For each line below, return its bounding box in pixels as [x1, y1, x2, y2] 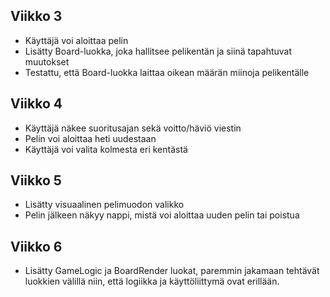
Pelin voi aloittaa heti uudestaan [24, 132, 157, 144]
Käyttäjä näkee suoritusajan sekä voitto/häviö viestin [24, 122, 242, 134]
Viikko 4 [10, 95, 63, 113]
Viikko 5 [10, 172, 62, 189]
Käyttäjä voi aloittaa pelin [24, 34, 129, 46]
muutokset [24, 55, 70, 68]
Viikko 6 [10, 238, 63, 255]
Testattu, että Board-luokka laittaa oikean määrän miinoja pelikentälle [24, 66, 310, 78]
